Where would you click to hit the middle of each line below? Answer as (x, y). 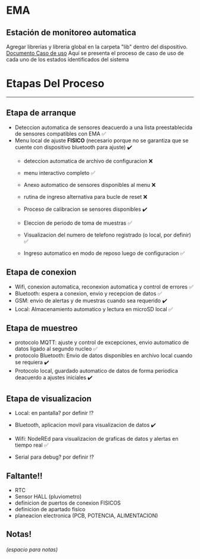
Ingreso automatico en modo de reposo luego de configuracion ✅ (104, 253)
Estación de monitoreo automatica (71, 33)
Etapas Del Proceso (55, 84)
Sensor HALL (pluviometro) (48, 497)
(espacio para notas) (32, 549)
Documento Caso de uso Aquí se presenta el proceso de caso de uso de (95, 53)
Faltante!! (24, 476)
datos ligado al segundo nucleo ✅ (56, 349)
